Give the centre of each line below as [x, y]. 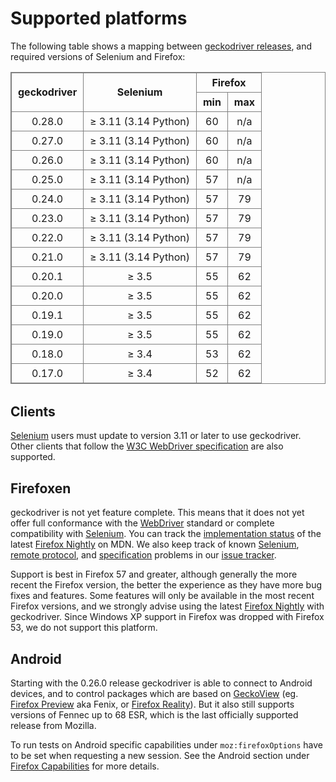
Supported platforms [99, 18]
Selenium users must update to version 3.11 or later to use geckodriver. [156, 436]
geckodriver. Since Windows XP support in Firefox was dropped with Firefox [167, 617]
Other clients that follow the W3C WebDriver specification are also [147, 446]
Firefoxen [41, 488]
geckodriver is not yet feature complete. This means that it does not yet [157, 513]
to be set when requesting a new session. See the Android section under [160, 755]
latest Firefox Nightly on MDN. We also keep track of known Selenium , [155, 544]
